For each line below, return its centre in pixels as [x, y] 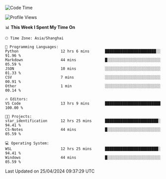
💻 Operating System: [27, 143]
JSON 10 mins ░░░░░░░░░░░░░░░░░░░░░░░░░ [83, 69]
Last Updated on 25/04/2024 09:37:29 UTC [50, 171]
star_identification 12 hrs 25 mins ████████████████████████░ [83, 121]
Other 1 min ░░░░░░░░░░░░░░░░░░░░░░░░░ [83, 86]
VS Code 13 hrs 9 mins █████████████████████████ [83, 103]
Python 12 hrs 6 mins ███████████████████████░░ [83, 51]
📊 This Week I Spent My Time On [40, 27]
